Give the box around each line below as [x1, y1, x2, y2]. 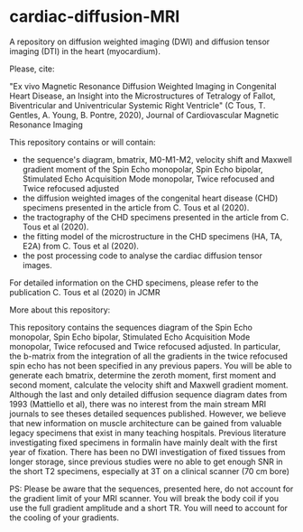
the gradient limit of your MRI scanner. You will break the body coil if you [9, 492, 280, 503]
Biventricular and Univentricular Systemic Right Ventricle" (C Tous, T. [9, 99, 266, 110]
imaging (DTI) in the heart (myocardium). [9, 45, 161, 56]
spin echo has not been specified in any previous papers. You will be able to [9, 359, 292, 371]
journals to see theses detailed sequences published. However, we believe [9, 408, 287, 419]
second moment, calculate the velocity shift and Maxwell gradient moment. [9, 379, 289, 390]
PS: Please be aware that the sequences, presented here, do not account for [9, 483, 294, 494]
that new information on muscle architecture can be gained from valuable [9, 417, 282, 428]
